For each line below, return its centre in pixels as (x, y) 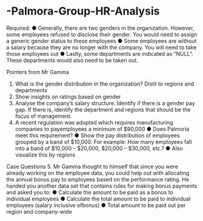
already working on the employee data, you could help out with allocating (98, 173)
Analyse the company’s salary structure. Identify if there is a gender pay (105, 103)
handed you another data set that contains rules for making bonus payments (102, 186)
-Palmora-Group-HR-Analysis (83, 11)
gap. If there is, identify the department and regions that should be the (103, 109)
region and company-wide (39, 211)
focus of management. (43, 116)
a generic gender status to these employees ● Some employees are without (101, 41)
